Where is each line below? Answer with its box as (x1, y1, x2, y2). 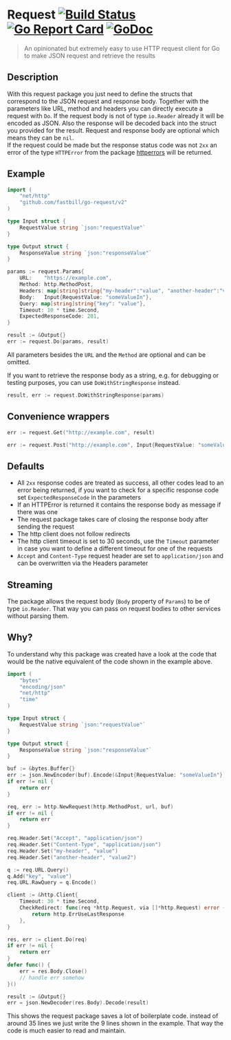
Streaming (7, 579, 53, 590)
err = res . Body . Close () (19, 968, 88, 975)
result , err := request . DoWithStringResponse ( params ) (7, 392, 165, 399)
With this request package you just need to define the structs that (7, 89, 193, 98)
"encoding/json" (19, 683, 67, 690)
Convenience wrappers (7, 411, 110, 423)
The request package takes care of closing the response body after (16, 516, 208, 524)
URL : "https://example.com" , (19, 275, 112, 282)
